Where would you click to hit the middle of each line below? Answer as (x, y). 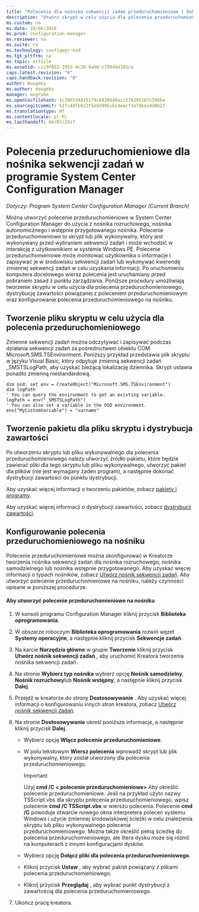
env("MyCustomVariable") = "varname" (53, 410)
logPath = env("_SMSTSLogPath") (46, 400)
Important (36, 775)
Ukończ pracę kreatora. (44, 902)
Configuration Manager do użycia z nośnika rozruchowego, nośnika (89, 224)
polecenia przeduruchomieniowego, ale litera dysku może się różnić (107, 837)
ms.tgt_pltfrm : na (29, 56)
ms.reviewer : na (26, 39)
